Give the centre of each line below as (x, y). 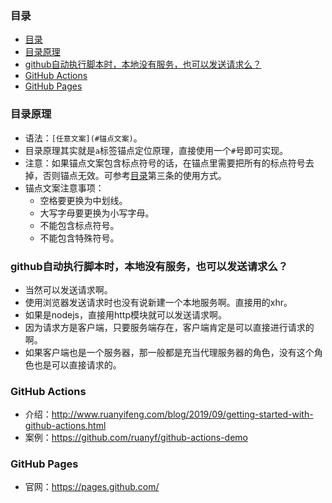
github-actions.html (65, 426)
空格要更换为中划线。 (83, 200)
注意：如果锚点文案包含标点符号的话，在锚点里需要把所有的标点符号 (165, 163)
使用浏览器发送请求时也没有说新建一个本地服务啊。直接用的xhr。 (158, 302)
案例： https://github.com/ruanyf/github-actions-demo (136, 438)
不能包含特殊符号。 (79, 238)
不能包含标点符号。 (79, 225)
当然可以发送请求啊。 (68, 289)
